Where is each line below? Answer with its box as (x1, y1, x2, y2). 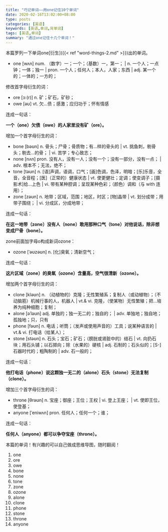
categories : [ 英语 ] (6, 21, 45, 27)
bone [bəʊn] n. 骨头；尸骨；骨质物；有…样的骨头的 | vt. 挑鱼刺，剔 (13, 143, 152, 149)
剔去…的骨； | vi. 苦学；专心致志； (22, 149, 93, 156)
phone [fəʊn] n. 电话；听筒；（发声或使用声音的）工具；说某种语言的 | (13, 323, 157, 329)
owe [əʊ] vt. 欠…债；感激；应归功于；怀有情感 (13, 100, 109, 107)
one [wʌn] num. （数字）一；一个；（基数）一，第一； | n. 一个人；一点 (13, 60, 159, 66)
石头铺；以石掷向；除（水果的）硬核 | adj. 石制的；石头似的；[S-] (26, 342, 161, 348)
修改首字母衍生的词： (6, 83, 50, 89)
